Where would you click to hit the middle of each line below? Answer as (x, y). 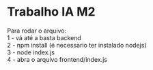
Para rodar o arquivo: (37, 31)
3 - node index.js (31, 52)
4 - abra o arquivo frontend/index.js (57, 59)
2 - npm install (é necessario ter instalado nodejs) (77, 45)
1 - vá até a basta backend (44, 37)
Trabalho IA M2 (51, 12)
